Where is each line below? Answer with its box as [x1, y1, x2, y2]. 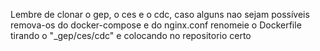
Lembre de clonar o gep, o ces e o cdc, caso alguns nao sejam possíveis [10, 9, 310, 20]
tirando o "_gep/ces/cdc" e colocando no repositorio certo [10, 30, 252, 41]
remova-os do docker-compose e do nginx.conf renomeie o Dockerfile [10, 19, 302, 31]
